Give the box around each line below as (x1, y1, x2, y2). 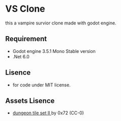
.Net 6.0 (12, 53, 29, 59)
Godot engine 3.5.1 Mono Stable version (12, 48, 96, 54)
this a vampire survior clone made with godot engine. (5, 20, 116, 26)
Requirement (5, 35, 47, 43)
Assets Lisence (5, 96, 55, 105)
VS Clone (5, 3, 46, 15)
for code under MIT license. (12, 82, 71, 88)
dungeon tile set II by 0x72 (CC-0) (12, 110, 85, 116)
